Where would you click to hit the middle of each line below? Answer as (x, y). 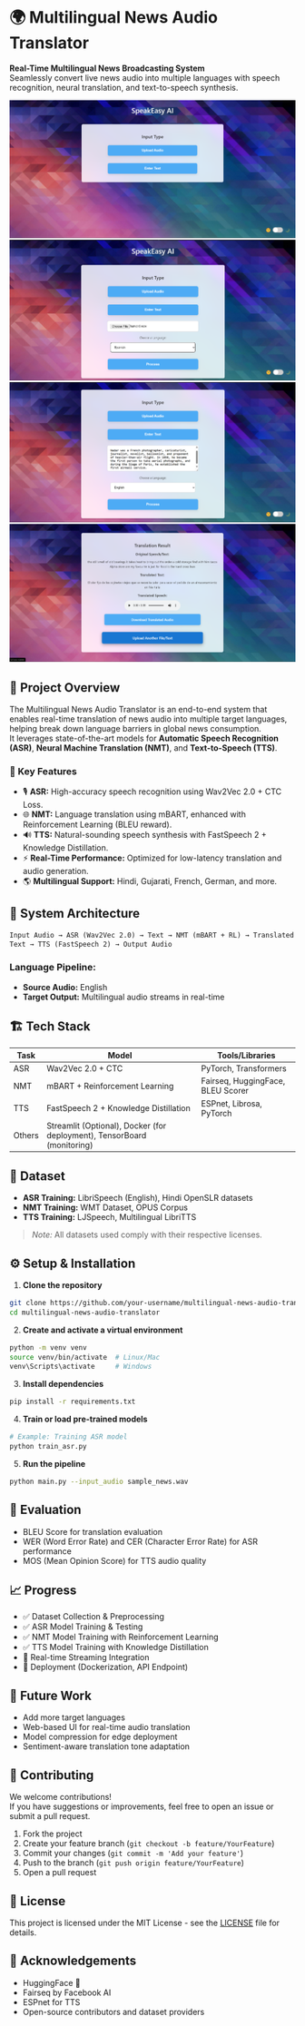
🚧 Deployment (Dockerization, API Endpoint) (105, 1667)
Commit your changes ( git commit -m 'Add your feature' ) (133, 1854)
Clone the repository (62, 1284)
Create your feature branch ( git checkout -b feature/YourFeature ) (148, 1844)
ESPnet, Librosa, (232, 1103)
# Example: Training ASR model (69, 1437)
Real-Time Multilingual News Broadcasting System (108, 68)
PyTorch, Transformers (244, 1068)
